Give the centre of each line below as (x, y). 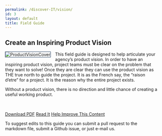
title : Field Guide (25, 23)
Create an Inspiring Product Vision (58, 42)
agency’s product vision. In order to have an (99, 60)
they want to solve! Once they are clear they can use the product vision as (80, 70)
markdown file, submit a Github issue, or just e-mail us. (60, 129)
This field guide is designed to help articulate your (105, 54)
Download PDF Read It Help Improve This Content (55, 114)
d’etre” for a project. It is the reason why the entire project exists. (70, 80)
